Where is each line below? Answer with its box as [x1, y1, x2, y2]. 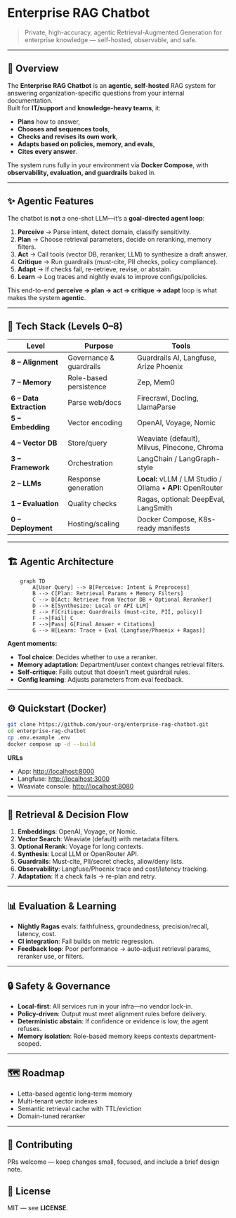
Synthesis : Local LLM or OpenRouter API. [17, 850, 139, 858]
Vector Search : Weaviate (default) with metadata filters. [17, 835, 181, 843]
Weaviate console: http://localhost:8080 [17, 782, 134, 790]
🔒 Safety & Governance [7, 980, 111, 992]
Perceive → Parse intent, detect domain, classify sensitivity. [17, 227, 192, 236]
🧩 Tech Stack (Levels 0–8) [7, 320, 123, 332]
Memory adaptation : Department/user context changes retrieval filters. [17, 661, 225, 669]
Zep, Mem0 [136, 377, 176, 387]
